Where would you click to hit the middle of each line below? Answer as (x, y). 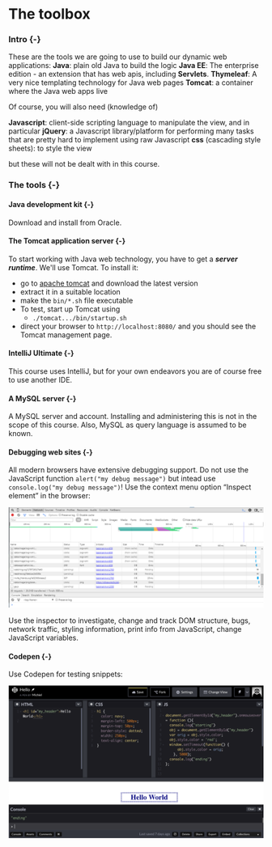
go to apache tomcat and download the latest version (109, 283)
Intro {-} (25, 40)
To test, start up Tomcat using (70, 309)
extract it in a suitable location (70, 291)
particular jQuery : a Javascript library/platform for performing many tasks (131, 131)
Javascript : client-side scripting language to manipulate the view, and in (129, 123)
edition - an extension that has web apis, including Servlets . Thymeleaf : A (133, 74)
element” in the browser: (49, 496)
